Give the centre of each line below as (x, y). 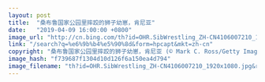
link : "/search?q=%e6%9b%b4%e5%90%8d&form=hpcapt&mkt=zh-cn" (111, 45)
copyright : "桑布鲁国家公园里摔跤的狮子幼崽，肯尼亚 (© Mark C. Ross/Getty (124, 52)
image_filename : (35, 66)
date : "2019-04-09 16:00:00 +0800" (70, 30)
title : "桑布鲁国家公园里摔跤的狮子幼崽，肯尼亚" (82, 23)
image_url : (26, 37)
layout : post (30, 15)
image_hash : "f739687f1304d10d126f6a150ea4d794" (90, 59)
